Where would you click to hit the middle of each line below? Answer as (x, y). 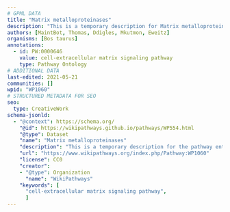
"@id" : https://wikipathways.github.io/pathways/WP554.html (107, 128)
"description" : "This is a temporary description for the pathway (116, 147)
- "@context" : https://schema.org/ (64, 121)
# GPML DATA (24, 13)
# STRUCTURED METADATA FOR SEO (52, 96)
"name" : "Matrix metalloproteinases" (73, 141)
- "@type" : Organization (55, 172)
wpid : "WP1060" (29, 90)
